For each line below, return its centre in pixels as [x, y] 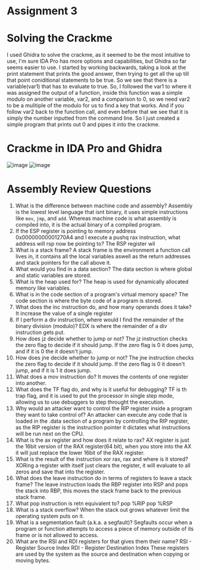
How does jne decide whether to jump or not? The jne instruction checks [104, 358]
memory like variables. [43, 288]
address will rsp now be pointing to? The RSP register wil [85, 244]
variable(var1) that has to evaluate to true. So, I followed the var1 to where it [99, 86]
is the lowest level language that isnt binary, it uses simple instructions [101, 212]
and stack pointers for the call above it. [63, 263]
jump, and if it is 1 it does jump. [53, 370]
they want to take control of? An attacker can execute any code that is [101, 415]
